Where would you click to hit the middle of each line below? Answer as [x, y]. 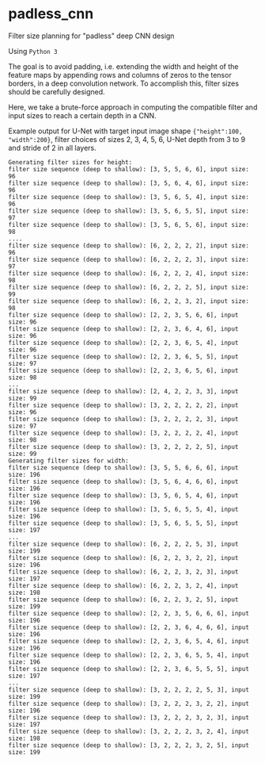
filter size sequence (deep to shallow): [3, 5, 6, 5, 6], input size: [129, 224]
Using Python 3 [33, 51]
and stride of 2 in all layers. [52, 148]
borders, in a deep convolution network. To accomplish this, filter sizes [124, 83]
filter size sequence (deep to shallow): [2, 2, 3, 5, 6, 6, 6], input [129, 613]
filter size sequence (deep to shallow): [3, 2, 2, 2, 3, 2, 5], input [129, 745]
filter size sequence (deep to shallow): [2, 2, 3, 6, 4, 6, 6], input [129, 627]
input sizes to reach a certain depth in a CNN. [82, 115]
